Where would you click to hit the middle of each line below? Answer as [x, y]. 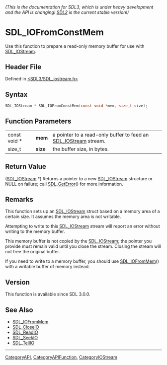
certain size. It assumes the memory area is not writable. [63, 217]
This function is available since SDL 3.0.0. [48, 294]
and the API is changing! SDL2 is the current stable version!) [67, 12]
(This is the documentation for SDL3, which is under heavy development [79, 7]
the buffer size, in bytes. [81, 149]
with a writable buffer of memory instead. [48, 267]
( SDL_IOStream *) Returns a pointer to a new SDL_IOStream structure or [79, 178]
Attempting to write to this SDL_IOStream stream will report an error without [83, 226]
